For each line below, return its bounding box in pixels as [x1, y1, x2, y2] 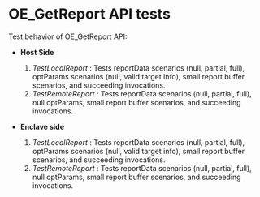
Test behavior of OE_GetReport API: [8, 32, 128, 41]
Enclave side [19, 122, 65, 131]
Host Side [19, 47, 54, 57]
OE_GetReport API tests [8, 5, 171, 24]
